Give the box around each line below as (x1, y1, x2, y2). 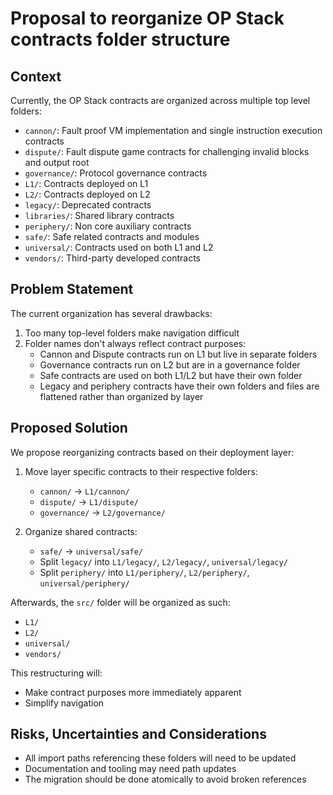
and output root (24, 157, 90, 168)
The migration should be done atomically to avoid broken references (24, 773, 307, 786)
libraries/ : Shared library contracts (24, 210, 175, 221)
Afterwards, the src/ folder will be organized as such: (10, 596, 231, 608)
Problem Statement (10, 281, 134, 298)
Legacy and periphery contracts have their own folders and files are (39, 380, 320, 392)
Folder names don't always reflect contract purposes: (24, 337, 247, 349)
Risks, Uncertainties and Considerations (10, 726, 267, 743)
